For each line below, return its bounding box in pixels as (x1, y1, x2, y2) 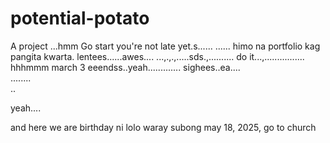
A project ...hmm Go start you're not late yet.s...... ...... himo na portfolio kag (10, 40, 321, 52)
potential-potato (10, 7, 150, 30)
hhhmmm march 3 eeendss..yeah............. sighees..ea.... (10, 61, 241, 73)
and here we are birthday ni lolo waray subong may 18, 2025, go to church (10, 121, 317, 133)
